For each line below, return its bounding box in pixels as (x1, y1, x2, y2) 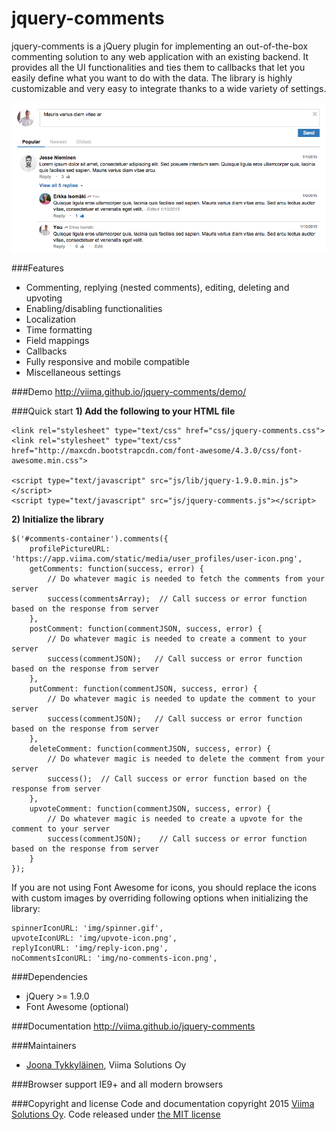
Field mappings (25, 335, 90, 347)
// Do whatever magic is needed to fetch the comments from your (47, 574, 326, 584)
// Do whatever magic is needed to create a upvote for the (47, 814, 303, 824)
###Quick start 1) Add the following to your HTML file (11, 405, 236, 417)
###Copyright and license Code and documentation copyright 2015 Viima (11, 1098, 315, 1110)
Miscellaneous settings (25, 367, 121, 379)
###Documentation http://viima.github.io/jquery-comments (11, 1020, 256, 1032)
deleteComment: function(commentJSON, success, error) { (29, 744, 272, 754)
